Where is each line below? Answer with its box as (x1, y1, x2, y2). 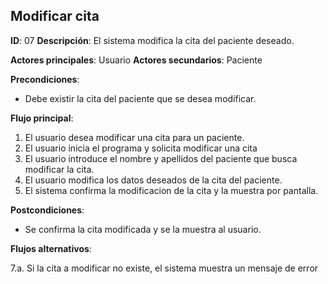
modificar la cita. (24, 163, 95, 175)
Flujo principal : (10, 112, 74, 124)
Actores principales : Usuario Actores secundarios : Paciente (10, 54, 263, 66)
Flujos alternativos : (10, 242, 92, 254)
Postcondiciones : (10, 204, 85, 216)
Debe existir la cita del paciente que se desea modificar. (24, 92, 257, 104)
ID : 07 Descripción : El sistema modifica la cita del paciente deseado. (10, 34, 295, 46)
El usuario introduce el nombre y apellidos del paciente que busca (24, 152, 298, 164)
